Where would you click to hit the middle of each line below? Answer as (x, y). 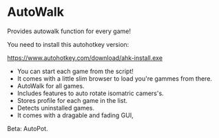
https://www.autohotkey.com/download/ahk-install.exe (85, 58)
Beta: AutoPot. (28, 128)
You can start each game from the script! (75, 71)
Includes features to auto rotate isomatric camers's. (90, 93)
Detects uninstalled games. (56, 108)
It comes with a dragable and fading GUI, (75, 115)
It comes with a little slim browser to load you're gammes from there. (114, 78)
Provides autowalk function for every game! (69, 31)
